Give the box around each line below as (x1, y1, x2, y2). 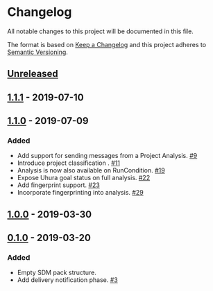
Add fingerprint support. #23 (17, 181, 101, 189)
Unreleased (7, 68, 59, 80)
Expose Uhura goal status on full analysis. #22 (17, 174, 151, 182)
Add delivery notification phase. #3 (17, 276, 118, 284)
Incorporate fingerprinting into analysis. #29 (17, 188, 144, 197)
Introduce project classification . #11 (17, 159, 120, 167)
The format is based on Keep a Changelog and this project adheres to (7, 40, 207, 48)
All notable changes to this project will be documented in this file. (7, 27, 194, 35)
